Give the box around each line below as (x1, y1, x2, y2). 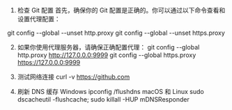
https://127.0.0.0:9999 (17, 58, 81, 66)
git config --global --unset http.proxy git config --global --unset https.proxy (7, 29, 225, 37)
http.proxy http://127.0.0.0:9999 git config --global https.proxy (17, 51, 196, 59)
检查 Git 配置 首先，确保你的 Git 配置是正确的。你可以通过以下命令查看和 (17, 6, 226, 14)
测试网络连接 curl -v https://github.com (17, 72, 130, 81)
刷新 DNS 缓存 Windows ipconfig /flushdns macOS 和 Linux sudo (17, 88, 204, 95)
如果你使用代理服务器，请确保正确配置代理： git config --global (17, 43, 200, 51)
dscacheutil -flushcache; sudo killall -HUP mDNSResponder (17, 95, 190, 103)
